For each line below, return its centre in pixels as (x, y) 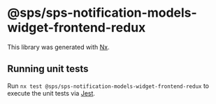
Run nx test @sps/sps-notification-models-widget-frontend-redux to (108, 86)
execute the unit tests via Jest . (51, 93)
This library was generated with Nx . (58, 47)
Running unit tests (48, 69)
